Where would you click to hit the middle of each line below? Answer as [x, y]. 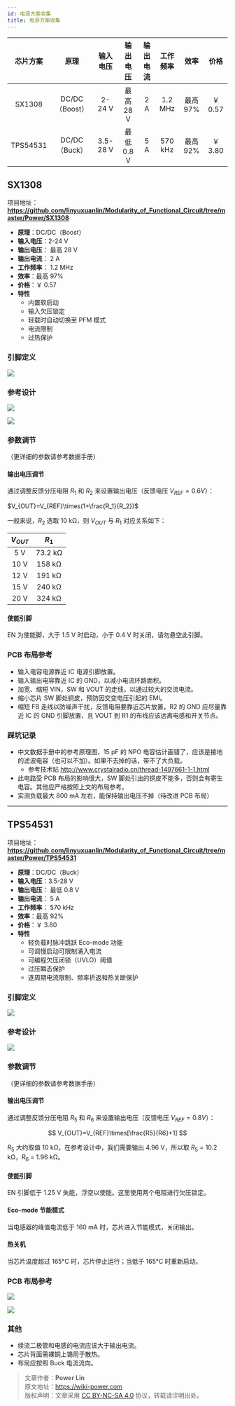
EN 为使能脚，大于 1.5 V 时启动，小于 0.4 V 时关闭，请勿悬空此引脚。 [107, 635]
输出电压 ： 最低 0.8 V [48, 889]
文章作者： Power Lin [55, 1378]
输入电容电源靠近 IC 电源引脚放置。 [68, 671]
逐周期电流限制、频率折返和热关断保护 [83, 977]
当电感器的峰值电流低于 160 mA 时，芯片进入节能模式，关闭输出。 [102, 1227]
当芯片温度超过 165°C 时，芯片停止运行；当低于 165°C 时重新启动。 [105, 1261]
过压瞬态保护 [46, 969]
